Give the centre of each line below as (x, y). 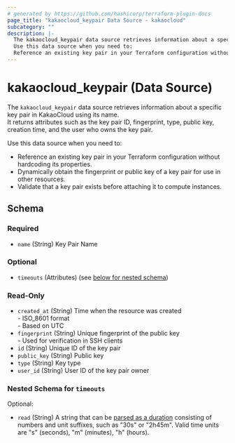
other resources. (41, 179)
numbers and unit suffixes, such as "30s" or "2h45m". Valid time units (118, 425)
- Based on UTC (41, 326)
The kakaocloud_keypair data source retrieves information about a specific (115, 107)
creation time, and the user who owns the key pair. (80, 129)
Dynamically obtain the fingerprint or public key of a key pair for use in (119, 171)
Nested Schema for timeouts (56, 389)
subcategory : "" (31, 27)
